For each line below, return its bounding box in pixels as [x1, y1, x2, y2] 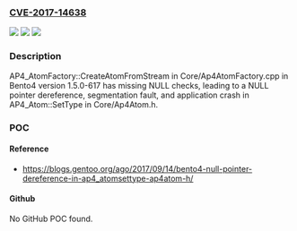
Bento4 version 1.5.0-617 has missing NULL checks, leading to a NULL [9, 80, 269, 90]
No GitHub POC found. [9, 213, 93, 224]
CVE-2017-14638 [9, 6, 87, 19]
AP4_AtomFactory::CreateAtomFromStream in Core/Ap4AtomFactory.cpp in [9, 70, 289, 81]
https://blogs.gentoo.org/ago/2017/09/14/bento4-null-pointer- [22, 163, 253, 174]
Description [9, 50, 62, 63]
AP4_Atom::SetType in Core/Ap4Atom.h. [9, 98, 159, 109]
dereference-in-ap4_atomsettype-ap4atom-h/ [22, 173, 194, 184]
